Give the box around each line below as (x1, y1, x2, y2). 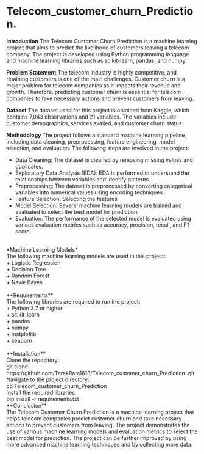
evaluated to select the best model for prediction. (15, 208, 139, 215)
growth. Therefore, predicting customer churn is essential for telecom (6, 88, 181, 95)
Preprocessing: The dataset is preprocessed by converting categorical (15, 182, 192, 189)
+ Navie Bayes (6, 278, 43, 285)
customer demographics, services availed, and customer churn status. (6, 119, 184, 126)
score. (15, 227, 32, 235)
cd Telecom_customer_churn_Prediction (6, 382, 107, 389)
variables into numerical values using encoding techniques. (15, 188, 164, 196)
